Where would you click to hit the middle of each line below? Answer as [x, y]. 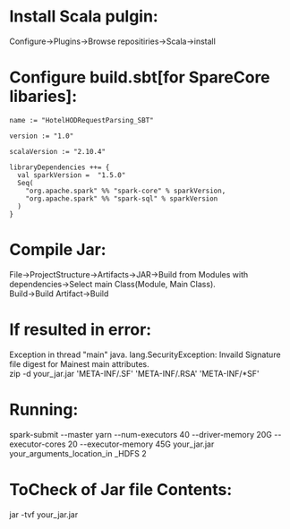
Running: [44, 410]
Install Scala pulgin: [84, 17]
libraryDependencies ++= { [60, 167]
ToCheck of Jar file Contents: [121, 489]
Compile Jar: [58, 250]
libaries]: [43, 97]
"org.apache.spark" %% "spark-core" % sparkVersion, [126, 191]
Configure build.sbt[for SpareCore [140, 77]
